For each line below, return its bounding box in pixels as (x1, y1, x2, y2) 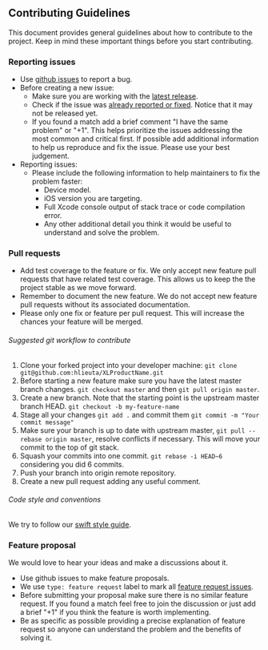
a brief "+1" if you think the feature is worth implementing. (19, 608, 211, 617)
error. (43, 211, 62, 220)
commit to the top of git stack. (19, 442, 120, 452)
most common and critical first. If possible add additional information (31, 134, 259, 143)
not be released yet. (31, 108, 98, 119)
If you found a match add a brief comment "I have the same (31, 117, 229, 127)
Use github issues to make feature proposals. (19, 573, 170, 583)
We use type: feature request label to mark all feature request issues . (19, 582, 254, 591)
